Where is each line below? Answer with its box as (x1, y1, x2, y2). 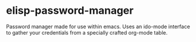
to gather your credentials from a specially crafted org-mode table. (6, 29, 168, 36)
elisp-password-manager (6, 4, 134, 17)
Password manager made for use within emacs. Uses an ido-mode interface (6, 23, 191, 30)
